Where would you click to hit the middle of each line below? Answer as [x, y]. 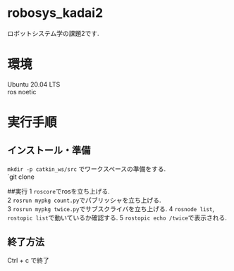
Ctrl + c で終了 [28, 260]
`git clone [21, 177]
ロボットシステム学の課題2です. [54, 33]
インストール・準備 [49, 150]
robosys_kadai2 [55, 13]
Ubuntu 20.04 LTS [34, 84]
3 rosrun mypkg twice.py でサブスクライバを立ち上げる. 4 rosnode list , [111, 208]
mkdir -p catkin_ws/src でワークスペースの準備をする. [87, 169]
